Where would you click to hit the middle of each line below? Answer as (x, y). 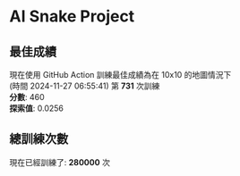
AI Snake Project (72, 17)
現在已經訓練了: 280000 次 (60, 162)
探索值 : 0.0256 (37, 108)
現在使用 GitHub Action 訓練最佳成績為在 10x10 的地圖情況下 (120, 75)
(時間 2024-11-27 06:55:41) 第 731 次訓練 (85, 86)
